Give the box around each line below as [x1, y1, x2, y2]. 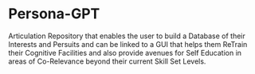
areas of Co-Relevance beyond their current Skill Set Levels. [8, 56, 206, 66]
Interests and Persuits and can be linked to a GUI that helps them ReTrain [8, 39, 248, 49]
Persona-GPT [8, 5, 100, 23]
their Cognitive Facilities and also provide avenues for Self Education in [8, 48, 241, 57]
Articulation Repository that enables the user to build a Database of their [8, 31, 245, 41]
